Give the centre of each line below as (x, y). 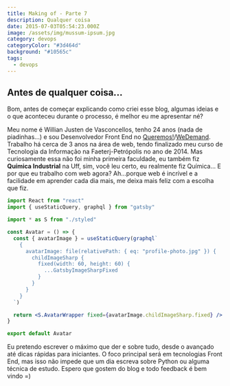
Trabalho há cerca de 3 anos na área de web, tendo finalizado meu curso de (115, 144)
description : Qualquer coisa (49, 20)
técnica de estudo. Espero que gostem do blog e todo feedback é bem (107, 369)
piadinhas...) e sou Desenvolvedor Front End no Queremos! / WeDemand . (109, 137)
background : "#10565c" (39, 52)
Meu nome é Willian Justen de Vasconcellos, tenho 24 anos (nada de (105, 130)
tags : (15, 58)
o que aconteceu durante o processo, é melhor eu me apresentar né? (105, 116)
